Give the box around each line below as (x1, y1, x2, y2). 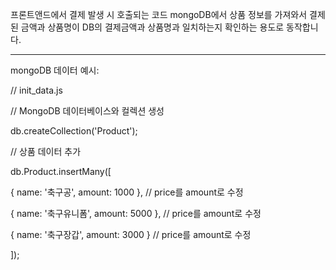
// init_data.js (10, 84, 63, 96)
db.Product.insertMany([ (10, 166, 112, 177)
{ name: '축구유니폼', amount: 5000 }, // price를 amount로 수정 (10, 208, 262, 219)
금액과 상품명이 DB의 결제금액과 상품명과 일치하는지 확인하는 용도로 (20, 21, 285, 33)
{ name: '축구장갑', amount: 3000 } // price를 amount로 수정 (10, 229, 252, 240)
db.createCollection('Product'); (10, 125, 138, 137)
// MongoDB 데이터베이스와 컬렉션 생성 (10, 105, 165, 117)
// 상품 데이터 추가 (10, 146, 82, 157)
